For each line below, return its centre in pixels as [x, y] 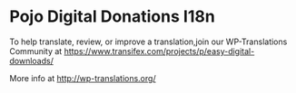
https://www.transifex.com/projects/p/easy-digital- [159, 51]
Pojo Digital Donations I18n [112, 17]
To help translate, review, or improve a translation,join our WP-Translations [148, 42]
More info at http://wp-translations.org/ [83, 78]
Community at [36, 51]
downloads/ [32, 60]
